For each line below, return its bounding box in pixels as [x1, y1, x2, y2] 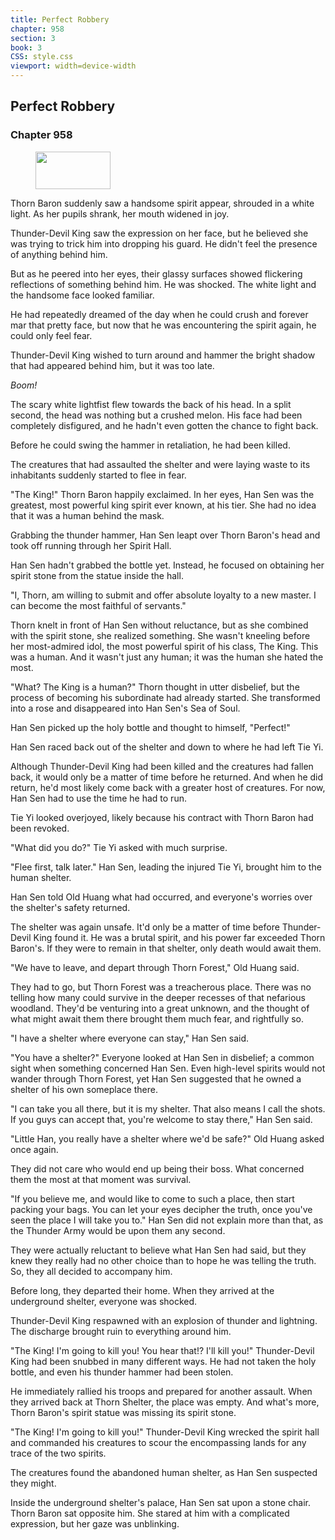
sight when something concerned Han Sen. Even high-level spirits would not [10, 1062, 326, 1074]
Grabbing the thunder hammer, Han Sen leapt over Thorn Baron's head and [10, 529, 321, 541]
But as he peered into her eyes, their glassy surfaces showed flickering [10, 267, 303, 280]
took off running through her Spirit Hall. [10, 539, 172, 551]
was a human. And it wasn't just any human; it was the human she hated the [10, 651, 324, 663]
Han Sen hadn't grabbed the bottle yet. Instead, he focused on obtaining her [10, 559, 325, 571]
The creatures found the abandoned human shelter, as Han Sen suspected [10, 1466, 318, 1478]
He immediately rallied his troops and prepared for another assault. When [10, 1385, 313, 1397]
